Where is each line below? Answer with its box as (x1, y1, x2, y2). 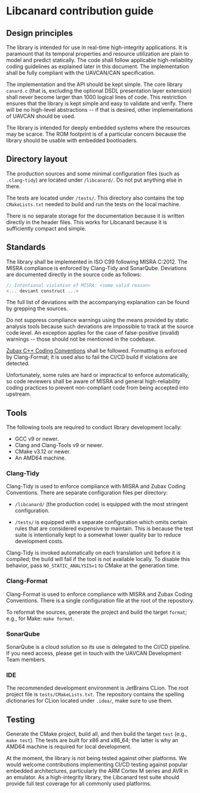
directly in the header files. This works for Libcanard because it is (6, 218, 167, 225)
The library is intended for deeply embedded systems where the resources (6, 124, 190, 131)
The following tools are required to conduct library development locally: (6, 424, 182, 431)
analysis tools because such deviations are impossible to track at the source (6, 323, 194, 330)
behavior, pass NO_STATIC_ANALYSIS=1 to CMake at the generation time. (6, 562, 179, 569)
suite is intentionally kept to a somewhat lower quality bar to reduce (14, 531, 181, 538)
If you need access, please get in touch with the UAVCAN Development (6, 650, 181, 657)
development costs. (14, 538, 64, 545)
